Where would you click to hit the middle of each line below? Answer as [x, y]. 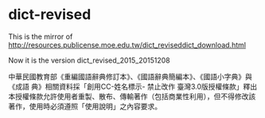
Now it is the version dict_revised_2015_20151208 [90, 60]
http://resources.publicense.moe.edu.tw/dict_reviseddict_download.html [127, 44]
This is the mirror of [41, 36]
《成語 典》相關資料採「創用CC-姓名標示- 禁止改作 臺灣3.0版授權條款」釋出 [132, 86]
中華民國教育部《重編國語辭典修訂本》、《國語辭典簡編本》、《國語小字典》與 [130, 76]
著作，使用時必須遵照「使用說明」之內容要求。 [85, 106]
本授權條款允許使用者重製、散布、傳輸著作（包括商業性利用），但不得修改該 [132, 96]
